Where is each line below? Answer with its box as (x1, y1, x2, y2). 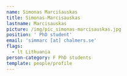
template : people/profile (6, 60, 72, 66)
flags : (6, 44, 23, 50)
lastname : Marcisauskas (6, 20, 67, 26)
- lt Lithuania (12, 49, 51, 55)
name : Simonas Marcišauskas (6, 9, 78, 15)
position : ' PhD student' (6, 32, 72, 38)
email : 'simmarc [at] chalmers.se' (6, 37, 97, 44)
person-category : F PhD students (6, 55, 92, 61)
